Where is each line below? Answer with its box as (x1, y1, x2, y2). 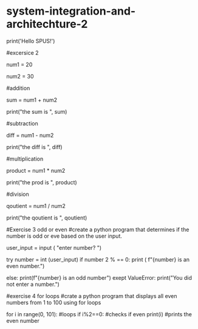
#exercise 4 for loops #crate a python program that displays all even (6, 292, 177, 299)
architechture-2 (6, 17, 88, 31)
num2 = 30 (6, 72, 34, 80)
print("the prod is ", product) (6, 178, 77, 186)
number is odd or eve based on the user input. (6, 232, 123, 240)
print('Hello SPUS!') (6, 37, 55, 44)
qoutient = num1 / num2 (6, 202, 66, 209)
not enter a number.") (6, 280, 60, 288)
